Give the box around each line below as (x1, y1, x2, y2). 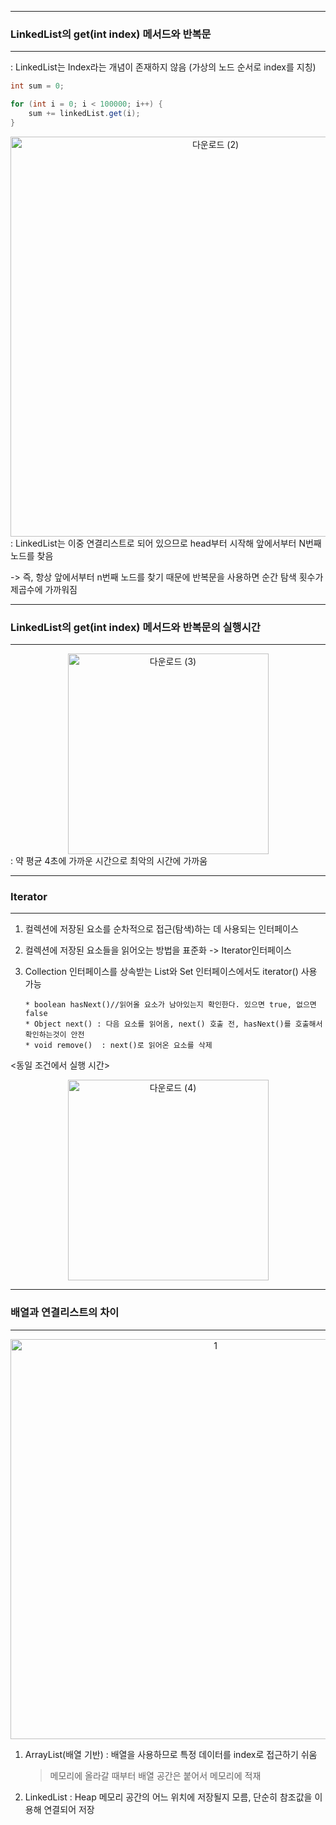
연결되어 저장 (43, 1803, 95, 1815)
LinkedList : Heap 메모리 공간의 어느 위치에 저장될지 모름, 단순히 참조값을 (24, 1791, 313, 1803)
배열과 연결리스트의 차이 (10, 1306, 120, 1320)
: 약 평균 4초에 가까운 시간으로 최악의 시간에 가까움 (10, 855, 208, 867)
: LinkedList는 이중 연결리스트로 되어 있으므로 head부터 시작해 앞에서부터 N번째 (10, 537, 322, 549)
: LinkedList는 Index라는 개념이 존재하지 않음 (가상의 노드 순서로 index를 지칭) (10, 61, 317, 73)
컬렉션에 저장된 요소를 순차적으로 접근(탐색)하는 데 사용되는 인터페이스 (24, 923, 299, 935)
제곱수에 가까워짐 (10, 583, 78, 595)
